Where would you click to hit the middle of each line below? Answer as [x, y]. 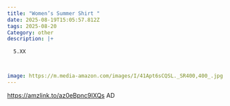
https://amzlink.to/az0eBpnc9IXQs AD [61, 95]
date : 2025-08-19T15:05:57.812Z [53, 20]
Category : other [30, 32]
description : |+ [30, 39]
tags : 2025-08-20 [32, 26]
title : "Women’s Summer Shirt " [53, 13]
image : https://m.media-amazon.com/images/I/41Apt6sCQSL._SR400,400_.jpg [115, 76]
